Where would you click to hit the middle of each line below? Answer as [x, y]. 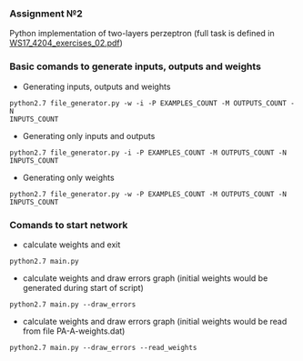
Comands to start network [69, 225]
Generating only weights [69, 177]
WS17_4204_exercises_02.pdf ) [66, 43]
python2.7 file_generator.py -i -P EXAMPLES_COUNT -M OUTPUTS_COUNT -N [148, 153]
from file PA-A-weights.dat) [74, 331]
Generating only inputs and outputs [89, 135]
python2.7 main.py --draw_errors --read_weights [103, 347]
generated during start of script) [83, 287]
